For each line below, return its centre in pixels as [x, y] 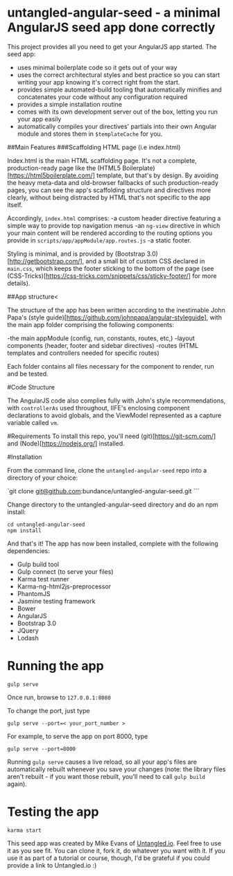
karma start [24, 830]
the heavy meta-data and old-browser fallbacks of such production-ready [113, 182]
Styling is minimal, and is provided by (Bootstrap [76, 254]
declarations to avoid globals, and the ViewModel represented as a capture [114, 415]
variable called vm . [33, 422]
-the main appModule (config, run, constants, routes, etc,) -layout [101, 338]
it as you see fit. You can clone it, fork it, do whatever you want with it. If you [116, 850]
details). [19, 283]
